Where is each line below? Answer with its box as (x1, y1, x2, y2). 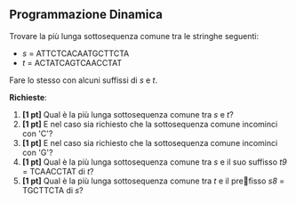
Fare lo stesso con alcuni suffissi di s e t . (9, 75, 158, 85)
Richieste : (9, 92, 47, 102)
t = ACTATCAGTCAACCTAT (21, 57, 123, 68)
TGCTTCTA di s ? (21, 184, 84, 195)
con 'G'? (21, 147, 53, 158)
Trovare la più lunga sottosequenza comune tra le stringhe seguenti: (9, 30, 260, 41)
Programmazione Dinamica (9, 7, 163, 22)
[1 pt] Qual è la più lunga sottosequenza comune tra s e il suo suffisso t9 (21, 156, 287, 167)
